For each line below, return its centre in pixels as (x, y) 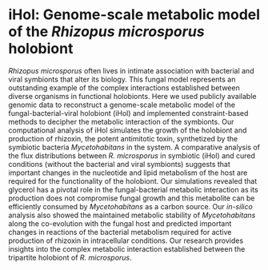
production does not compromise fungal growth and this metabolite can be (132, 198)
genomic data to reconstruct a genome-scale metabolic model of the (122, 105)
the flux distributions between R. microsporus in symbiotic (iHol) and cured (132, 155)
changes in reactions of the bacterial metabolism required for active (120, 232)
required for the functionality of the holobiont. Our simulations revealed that (133, 181)
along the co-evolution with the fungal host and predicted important (120, 223)
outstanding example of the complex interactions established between (124, 87)
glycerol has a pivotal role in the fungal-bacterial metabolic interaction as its (133, 189)
